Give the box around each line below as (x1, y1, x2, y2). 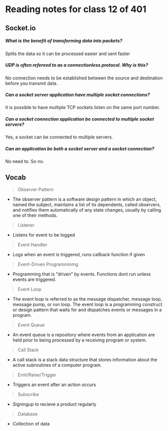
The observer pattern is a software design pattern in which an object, (12, 196, 157, 203)
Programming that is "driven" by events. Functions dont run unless (12, 271, 151, 277)
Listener (17, 222, 35, 228)
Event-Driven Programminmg (17, 261, 78, 267)
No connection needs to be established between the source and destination (5, 75, 163, 81)
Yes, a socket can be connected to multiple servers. (5, 134, 114, 140)
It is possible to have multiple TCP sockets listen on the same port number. (5, 105, 160, 111)
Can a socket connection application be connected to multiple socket (5, 116, 154, 122)
